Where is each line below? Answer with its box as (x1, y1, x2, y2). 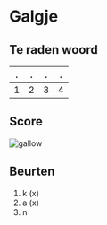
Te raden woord (9, 42, 98, 57)
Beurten (9, 164, 55, 179)
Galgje (9, 6, 59, 27)
